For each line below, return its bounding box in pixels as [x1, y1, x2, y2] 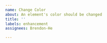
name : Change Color [5, 7, 46, 12]
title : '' [5, 16, 26, 21]
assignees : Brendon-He [5, 26, 53, 31]
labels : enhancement [5, 21, 49, 26]
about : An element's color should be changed [5, 12, 102, 17]
